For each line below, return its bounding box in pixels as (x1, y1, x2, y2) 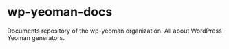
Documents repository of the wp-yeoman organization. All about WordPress (7, 27, 222, 35)
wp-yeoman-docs (7, 4, 113, 20)
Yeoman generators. (7, 33, 65, 42)
